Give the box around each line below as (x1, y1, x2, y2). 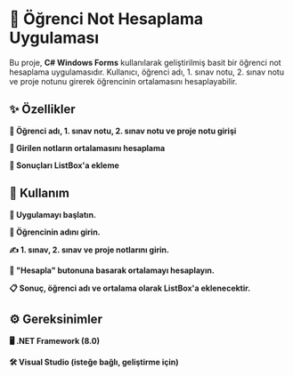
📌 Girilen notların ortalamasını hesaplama (9, 142, 166, 153)
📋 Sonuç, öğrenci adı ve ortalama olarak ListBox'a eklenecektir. (9, 283, 251, 293)
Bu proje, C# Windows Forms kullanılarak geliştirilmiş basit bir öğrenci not (9, 57, 282, 68)
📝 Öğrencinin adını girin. (9, 227, 101, 237)
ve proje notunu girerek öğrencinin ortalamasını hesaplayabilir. (9, 76, 238, 86)
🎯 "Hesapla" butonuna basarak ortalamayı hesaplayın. (9, 265, 216, 276)
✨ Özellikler (9, 102, 76, 117)
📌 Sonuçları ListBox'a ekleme (9, 160, 120, 171)
